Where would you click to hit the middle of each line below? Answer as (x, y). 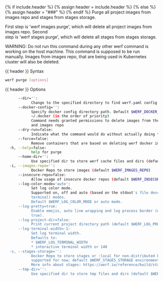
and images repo (47, 125)
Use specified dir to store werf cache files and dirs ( (90, 161)
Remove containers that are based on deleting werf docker (92, 143)
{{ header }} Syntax (24, 71)
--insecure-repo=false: (42, 175)
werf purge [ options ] (27, 80)
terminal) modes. (49, 197)
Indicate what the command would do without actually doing (93, 134)
